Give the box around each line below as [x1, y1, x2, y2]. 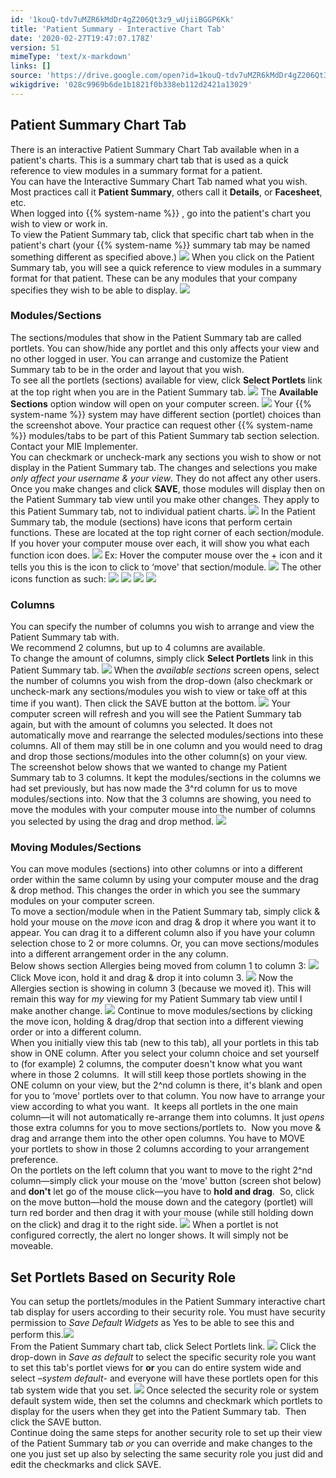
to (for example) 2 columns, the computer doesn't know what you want [10, 1058, 303, 1070]
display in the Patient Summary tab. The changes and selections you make [10, 461, 318, 473]
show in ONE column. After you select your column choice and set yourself [10, 1047, 320, 1060]
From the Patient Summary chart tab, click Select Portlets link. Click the [10, 1341, 317, 1353]
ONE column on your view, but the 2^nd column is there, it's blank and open [10, 1079, 323, 1091]
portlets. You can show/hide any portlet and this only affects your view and [10, 342, 320, 354]
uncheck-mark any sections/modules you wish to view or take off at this [10, 686, 308, 698]
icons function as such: [10, 572, 107, 585]
